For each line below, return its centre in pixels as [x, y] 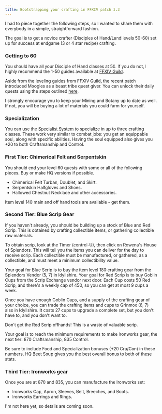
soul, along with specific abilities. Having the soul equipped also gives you [79, 139]
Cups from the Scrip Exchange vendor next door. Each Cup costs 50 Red [78, 280]
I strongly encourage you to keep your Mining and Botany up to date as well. [81, 101]
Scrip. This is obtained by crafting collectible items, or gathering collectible [80, 230]
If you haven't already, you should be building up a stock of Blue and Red [78, 225]
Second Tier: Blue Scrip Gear [40, 214]
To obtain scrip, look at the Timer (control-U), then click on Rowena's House [81, 245]
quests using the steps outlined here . [42, 91]
